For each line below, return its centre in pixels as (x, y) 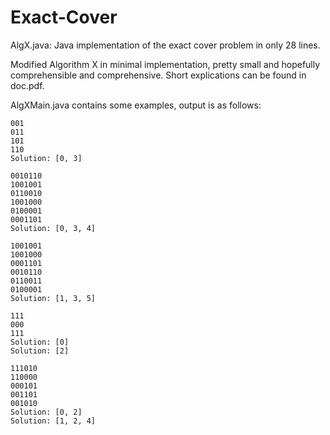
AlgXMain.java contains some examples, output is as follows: (136, 105)
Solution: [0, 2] (46, 412)
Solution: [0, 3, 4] (53, 228)
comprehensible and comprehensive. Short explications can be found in (158, 75)
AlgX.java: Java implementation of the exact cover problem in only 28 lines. (165, 45)
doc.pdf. (27, 85)
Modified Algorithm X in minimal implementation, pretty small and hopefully (165, 64)
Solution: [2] (40, 351)
